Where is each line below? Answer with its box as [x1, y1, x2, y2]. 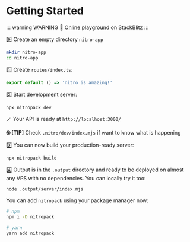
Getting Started [6, 4, 84, 18]
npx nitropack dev [6, 104, 52, 110]
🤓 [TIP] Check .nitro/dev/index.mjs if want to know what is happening [6, 129, 181, 136]
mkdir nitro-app [6, 49, 46, 55]
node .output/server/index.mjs [6, 186, 84, 192]
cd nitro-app [6, 55, 39, 60]
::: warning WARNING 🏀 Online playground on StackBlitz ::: [6, 24, 149, 31]
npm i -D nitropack [6, 214, 55, 220]
